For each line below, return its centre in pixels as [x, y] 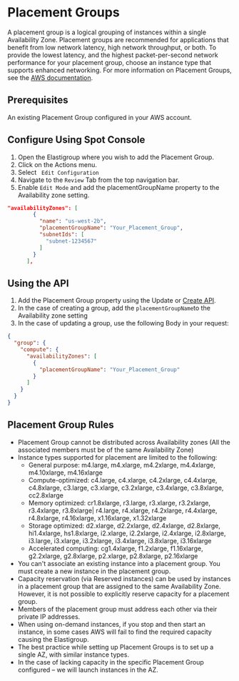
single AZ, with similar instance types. [73, 655]
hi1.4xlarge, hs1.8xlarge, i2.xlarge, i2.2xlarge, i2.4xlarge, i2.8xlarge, [127, 533]
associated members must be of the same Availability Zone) [106, 450]
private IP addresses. [49, 616]
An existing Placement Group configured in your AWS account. [100, 117]
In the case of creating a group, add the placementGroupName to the [114, 308]
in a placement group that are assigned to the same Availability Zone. [119, 586]
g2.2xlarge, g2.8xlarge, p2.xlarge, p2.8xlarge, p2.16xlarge [113, 556]
